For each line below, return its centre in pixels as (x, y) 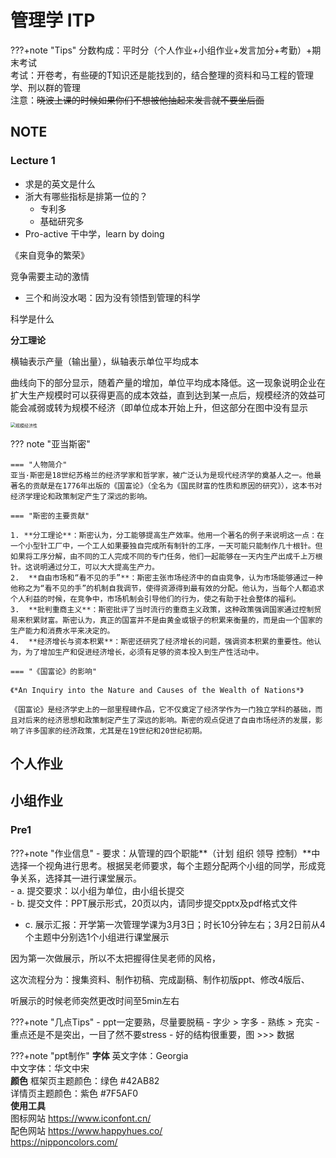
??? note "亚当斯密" (50, 443)
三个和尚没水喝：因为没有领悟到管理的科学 (112, 297)
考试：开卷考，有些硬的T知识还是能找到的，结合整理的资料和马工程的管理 (162, 75)
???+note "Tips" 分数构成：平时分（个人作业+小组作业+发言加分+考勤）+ (161, 50)
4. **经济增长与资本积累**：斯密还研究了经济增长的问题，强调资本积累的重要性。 (158, 641)
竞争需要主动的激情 (50, 276)
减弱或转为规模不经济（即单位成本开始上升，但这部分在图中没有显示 (167, 407)
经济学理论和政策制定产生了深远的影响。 (81, 496)
